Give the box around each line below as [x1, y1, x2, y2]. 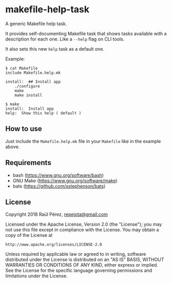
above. [5, 144, 20, 150]
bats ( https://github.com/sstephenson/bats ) [12, 183, 106, 189]
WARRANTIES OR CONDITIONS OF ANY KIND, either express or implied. [5, 262, 158, 268]
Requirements [5, 158, 51, 167]
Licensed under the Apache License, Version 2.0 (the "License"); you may [5, 221, 162, 228]
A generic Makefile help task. [5, 21, 67, 27]
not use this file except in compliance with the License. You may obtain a [5, 227, 159, 233]
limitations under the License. [5, 273, 68, 279]
